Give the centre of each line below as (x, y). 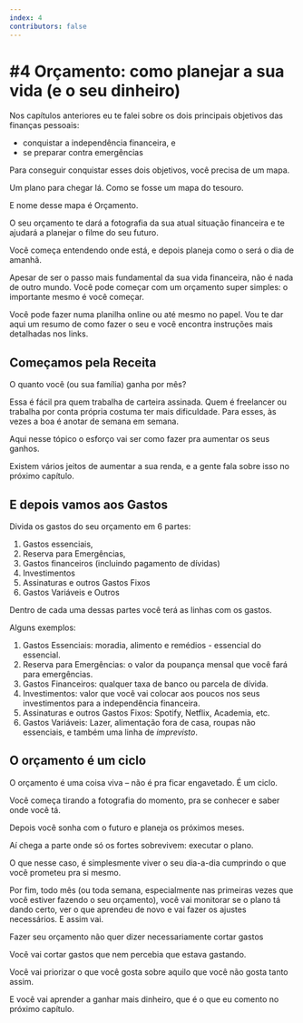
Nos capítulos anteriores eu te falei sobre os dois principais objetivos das (147, 115)
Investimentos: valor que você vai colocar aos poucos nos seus (141, 694)
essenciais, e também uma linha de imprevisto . (110, 732)
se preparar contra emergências (83, 153)
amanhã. (26, 260)
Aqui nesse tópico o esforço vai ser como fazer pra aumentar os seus (140, 439)
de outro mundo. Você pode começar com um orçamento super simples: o (149, 287)
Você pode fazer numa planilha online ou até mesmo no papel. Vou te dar (147, 315)
